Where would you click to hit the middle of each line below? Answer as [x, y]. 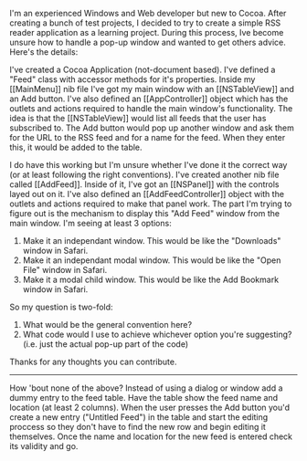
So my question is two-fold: [61, 307]
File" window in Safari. [65, 270]
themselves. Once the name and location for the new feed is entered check [151, 436]
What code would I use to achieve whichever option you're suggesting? [157, 334]
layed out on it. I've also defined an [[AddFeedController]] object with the [147, 194]
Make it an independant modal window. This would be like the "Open [152, 260]
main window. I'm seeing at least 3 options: [90, 223]
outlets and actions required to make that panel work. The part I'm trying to [151, 204]
